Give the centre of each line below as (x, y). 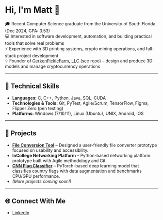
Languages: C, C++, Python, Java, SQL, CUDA (59, 98)
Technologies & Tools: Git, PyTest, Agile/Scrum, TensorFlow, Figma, (80, 103)
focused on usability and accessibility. (50, 150)
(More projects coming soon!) (42, 181)
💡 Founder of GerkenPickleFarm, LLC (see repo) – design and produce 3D (79, 61)
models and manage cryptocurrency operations (53, 66)
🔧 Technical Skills (32, 86)
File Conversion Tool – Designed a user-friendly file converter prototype (84, 145)
